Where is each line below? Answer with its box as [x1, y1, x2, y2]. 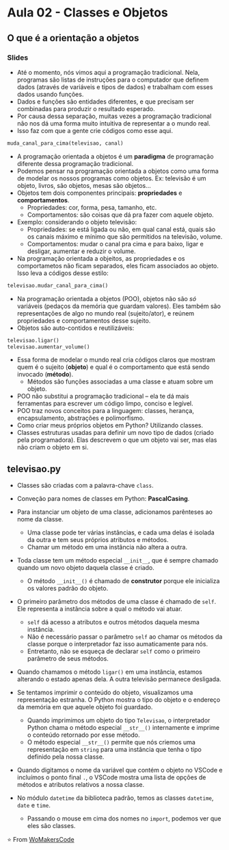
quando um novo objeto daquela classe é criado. [16, 564, 155, 572]
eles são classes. [27, 822, 76, 830]
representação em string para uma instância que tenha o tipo [27, 746, 202, 754]
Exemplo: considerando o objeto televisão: [16, 217, 137, 226]
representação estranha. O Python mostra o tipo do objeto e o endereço [16, 696, 221, 704]
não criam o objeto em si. [16, 443, 89, 451]
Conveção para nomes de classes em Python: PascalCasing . [16, 495, 190, 503]
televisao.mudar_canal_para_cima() [7, 282, 109, 289]
